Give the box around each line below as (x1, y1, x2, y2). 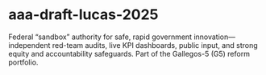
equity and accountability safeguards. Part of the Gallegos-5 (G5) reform (8, 49, 250, 58)
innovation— (193, 32, 236, 41)
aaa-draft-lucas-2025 (8, 6, 159, 24)
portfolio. (8, 57, 39, 67)
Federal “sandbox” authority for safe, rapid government (8, 32, 192, 41)
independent (8, 40, 51, 49)
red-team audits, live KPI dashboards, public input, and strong (52, 40, 258, 49)
